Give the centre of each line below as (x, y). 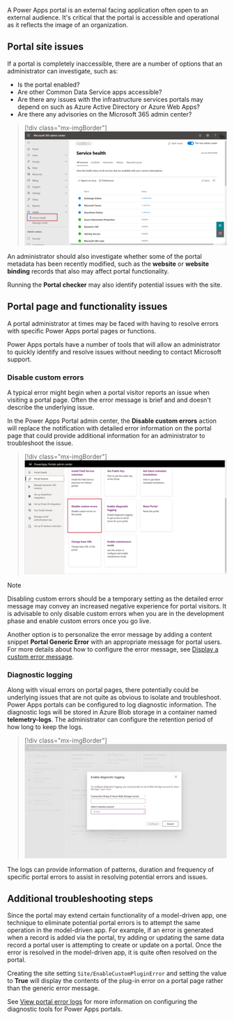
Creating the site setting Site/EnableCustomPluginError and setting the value (117, 973)
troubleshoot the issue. (40, 443)
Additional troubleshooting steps (80, 898)
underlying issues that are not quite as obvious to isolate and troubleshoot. (114, 698)
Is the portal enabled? (48, 84)
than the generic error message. (53, 988)
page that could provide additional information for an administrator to (106, 436)
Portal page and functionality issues (87, 307)
